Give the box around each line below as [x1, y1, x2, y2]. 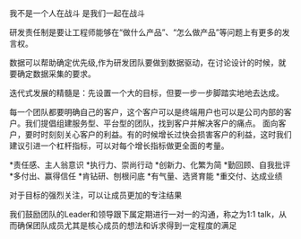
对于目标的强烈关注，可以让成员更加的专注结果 [9, 190, 182, 200]
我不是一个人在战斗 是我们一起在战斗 [9, 8, 145, 18]
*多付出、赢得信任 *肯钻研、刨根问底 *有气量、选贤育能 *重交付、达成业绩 [9, 171, 283, 181]
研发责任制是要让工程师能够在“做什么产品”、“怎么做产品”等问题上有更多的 [9, 27, 282, 38]
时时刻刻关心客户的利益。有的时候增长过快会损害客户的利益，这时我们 [32, 129, 292, 139]
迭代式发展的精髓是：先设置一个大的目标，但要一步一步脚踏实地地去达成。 [9, 88, 284, 98]
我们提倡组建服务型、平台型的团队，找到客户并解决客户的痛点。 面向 [24, 118, 279, 128]
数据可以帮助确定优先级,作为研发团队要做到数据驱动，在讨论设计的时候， [9, 58, 279, 67]
